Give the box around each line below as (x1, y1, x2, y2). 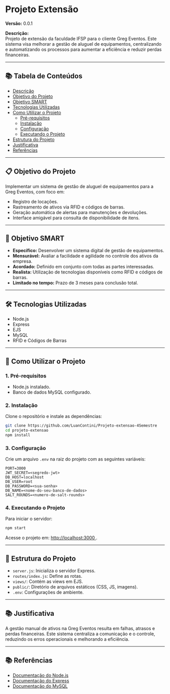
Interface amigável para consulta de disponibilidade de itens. (12, 215, 140, 221)
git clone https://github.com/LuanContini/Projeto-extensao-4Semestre (5, 423, 157, 428)
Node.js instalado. (12, 384, 51, 390)
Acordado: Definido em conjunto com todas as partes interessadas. (12, 264, 154, 270)
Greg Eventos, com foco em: (5, 189, 65, 195)
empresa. (12, 258, 33, 264)
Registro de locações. (12, 198, 58, 204)
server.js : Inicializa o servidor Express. (12, 568, 96, 574)
